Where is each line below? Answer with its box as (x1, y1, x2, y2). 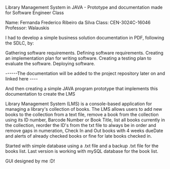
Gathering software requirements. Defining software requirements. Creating (5, 50, 164, 56)
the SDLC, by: (5, 40, 34, 46)
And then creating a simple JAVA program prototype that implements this (5, 86, 158, 92)
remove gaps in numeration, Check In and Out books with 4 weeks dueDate (5, 128, 163, 134)
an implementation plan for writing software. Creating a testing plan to (5, 55, 152, 61)
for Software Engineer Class (5, 10, 64, 16)
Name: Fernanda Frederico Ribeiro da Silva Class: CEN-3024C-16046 (5, 20, 151, 25)
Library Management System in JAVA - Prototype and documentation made (5, 5, 163, 10)
